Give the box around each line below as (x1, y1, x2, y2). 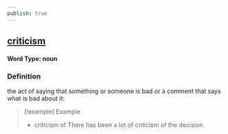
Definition (7, 71, 41, 81)
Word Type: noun (7, 54, 58, 62)
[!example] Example (23, 107, 80, 116)
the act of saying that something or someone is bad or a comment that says (7, 87, 221, 95)
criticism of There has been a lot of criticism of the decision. (34, 120, 205, 129)
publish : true (7, 10, 48, 17)
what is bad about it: (7, 94, 65, 103)
